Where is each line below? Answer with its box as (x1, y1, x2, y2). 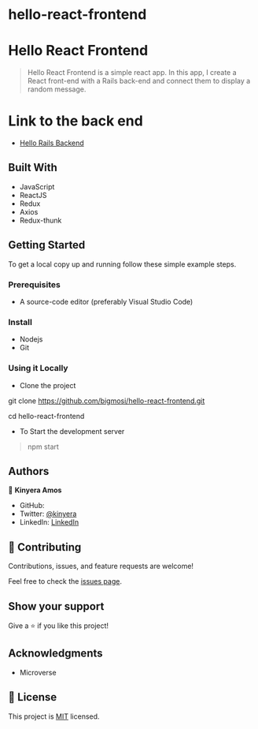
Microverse (19, 667, 57, 677)
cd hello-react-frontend (8, 411, 85, 421)
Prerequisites (8, 279, 61, 290)
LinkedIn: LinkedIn (19, 518, 79, 527)
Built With (8, 161, 57, 174)
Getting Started (8, 238, 86, 252)
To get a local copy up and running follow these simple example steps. (8, 259, 237, 269)
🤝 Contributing (8, 540, 82, 554)
